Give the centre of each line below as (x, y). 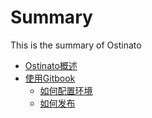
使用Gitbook (50, 78)
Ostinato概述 (51, 65)
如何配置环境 (66, 90)
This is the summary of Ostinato (76, 45)
